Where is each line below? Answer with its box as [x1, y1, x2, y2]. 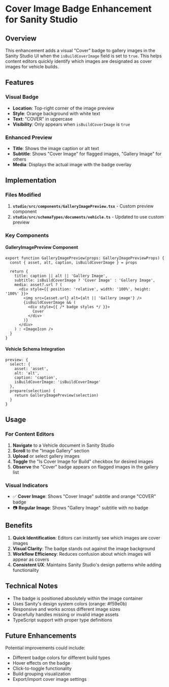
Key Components [5, 232, 49, 239]
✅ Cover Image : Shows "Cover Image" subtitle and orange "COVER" [12, 493, 156, 499]
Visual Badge [5, 93, 39, 100]
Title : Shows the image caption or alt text [12, 145, 99, 151]
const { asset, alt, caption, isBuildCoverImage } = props [10, 260, 138, 265]
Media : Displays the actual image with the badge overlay [12, 161, 132, 167]
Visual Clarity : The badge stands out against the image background [12, 546, 156, 552]
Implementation [5, 176, 57, 185]
